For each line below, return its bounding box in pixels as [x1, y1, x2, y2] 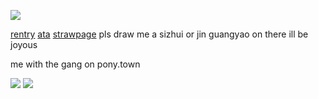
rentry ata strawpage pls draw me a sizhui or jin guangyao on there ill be [10, 28, 309, 40]
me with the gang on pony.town [10, 58, 141, 70]
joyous [10, 39, 38, 50]
